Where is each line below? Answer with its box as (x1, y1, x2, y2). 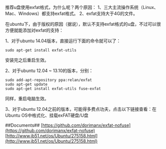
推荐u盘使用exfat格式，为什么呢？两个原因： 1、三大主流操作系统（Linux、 (5, 4, 159, 10)
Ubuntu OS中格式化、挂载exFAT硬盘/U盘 (5, 112, 88, 118)
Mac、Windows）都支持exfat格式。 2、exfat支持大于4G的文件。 (5, 10, 138, 16)
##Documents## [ (5, 122, 43, 128)
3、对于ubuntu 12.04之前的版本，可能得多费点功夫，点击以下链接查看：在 (5, 106, 157, 112)
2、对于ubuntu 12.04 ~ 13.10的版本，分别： (5, 68, 93, 74)
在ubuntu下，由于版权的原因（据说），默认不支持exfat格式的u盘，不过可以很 (5, 21, 161, 27)
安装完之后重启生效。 (5, 57, 49, 63)
